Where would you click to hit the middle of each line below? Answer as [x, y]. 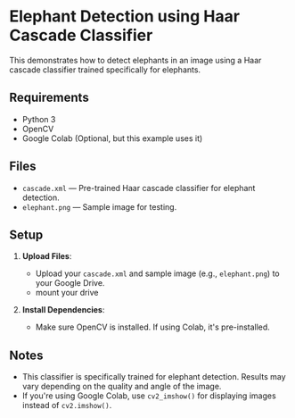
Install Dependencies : [63, 310]
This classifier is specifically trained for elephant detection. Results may [154, 377]
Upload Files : [47, 256]
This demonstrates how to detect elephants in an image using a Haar [135, 60]
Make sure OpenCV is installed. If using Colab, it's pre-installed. [152, 327]
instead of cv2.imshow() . [67, 405]
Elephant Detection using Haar [125, 17]
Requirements [49, 98]
